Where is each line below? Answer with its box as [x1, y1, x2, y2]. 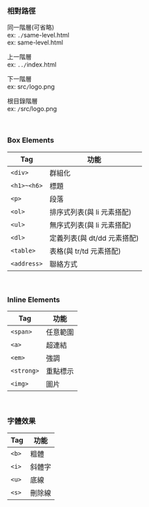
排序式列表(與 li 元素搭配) [49, 207, 132, 216]
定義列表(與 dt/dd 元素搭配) [49, 233, 139, 243]
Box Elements [7, 135, 54, 145]
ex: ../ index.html [7, 60, 57, 69]
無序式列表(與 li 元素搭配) [49, 220, 132, 230]
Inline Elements [7, 295, 60, 304]
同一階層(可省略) [7, 23, 55, 32]
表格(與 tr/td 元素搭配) [49, 246, 121, 256]
